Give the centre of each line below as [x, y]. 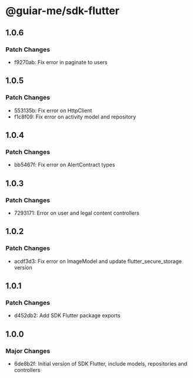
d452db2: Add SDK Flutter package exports [67, 315]
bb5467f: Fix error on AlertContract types [64, 165]
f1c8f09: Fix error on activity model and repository [75, 117]
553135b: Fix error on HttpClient [53, 110]
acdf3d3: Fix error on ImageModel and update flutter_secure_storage [98, 261]
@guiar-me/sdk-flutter [63, 11]
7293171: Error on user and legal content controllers [76, 213]
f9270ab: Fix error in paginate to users [61, 62]
